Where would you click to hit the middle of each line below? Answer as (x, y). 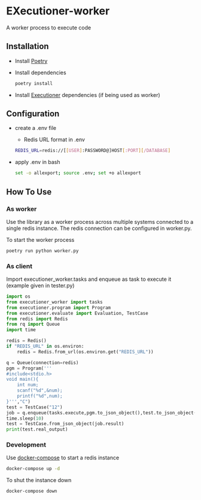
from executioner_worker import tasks (54, 302)
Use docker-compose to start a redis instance (63, 458)
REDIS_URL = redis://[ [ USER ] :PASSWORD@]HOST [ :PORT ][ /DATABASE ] (93, 151)
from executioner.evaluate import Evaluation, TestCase (77, 313)
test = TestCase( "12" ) (34, 407)
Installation (28, 46)
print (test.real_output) (37, 429)
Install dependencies (41, 72)
